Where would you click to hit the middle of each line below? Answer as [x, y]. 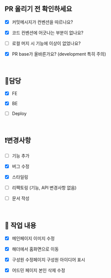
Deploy [19, 113]
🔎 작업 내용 [21, 225]
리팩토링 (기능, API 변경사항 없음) [44, 188]
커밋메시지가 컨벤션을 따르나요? [42, 22]
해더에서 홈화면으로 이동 [35, 249]
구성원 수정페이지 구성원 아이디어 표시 [49, 260]
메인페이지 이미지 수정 [33, 238]
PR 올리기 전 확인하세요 [39, 9]
